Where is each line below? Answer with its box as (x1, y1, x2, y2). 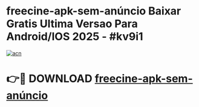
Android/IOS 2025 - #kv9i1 (6, 30, 143, 43)
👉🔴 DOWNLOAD (6, 72, 93, 85)
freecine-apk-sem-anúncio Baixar (6, 4, 181, 18)
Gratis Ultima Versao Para (6, 17, 138, 31)
